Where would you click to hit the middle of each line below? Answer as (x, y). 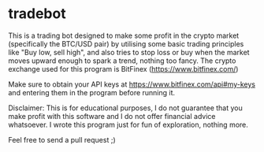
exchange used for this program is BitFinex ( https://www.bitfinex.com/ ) (123, 69)
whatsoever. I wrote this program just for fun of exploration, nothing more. (128, 124)
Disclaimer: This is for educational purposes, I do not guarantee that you (125, 108)
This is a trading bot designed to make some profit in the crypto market (124, 35)
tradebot (37, 14)
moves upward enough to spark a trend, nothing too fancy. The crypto (122, 61)
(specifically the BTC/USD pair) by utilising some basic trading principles (126, 43)
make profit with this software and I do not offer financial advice (112, 116)
